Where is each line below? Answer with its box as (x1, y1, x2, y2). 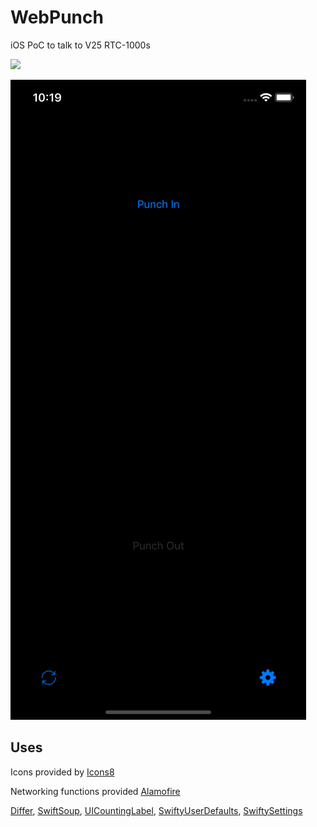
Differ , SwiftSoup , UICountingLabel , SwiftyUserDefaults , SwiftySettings (10, 804, 303, 816)
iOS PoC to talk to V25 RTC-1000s (10, 39, 151, 51)
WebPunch (10, 6, 104, 29)
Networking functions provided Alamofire (10, 785, 181, 797)
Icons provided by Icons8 (10, 766, 115, 778)
